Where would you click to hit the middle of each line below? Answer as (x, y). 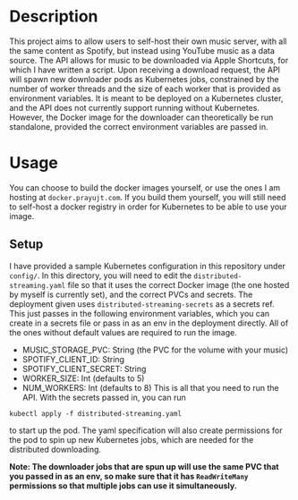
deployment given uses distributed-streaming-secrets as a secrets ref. (142, 304)
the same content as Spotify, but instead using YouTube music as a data (142, 50)
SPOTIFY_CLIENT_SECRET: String (84, 369)
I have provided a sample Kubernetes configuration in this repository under (148, 266)
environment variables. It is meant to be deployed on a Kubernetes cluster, (146, 98)
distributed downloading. (55, 449)
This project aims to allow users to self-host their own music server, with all (148, 41)
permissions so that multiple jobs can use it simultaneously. (123, 486)
